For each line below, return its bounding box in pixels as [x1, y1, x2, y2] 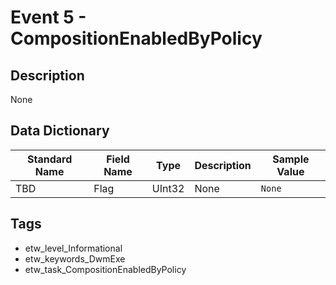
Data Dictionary [10, 122, 110, 140]
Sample [272, 152, 310, 166]
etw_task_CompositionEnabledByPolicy [24, 263, 187, 275]
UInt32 [151, 181, 185, 195]
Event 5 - [10, 6, 87, 29]
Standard [26, 152, 73, 166]
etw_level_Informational [24, 242, 123, 254]
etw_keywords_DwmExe [24, 252, 126, 265]
